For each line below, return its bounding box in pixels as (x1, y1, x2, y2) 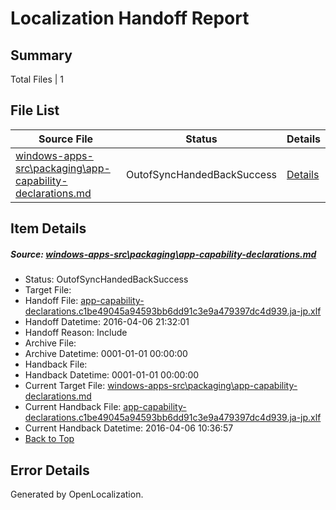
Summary (10, 47, 73, 64)
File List (10, 102, 60, 119)
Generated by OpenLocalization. (10, 488, 144, 500)
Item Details (10, 220, 87, 237)
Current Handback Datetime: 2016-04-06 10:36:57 (24, 422, 234, 434)
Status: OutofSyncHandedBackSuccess (24, 273, 189, 286)
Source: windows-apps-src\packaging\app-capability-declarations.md (10, 248, 317, 260)
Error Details (10, 462, 90, 479)
